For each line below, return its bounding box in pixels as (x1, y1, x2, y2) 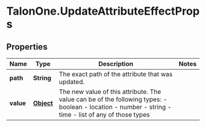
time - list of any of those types (59, 111, 150, 118)
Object (32, 99, 53, 107)
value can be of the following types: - (59, 95, 167, 103)
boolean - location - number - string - (59, 103, 172, 111)
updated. (59, 78, 85, 86)
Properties (6, 42, 48, 52)
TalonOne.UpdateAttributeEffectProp (6, 4, 200, 18)
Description (98, 60, 134, 68)
